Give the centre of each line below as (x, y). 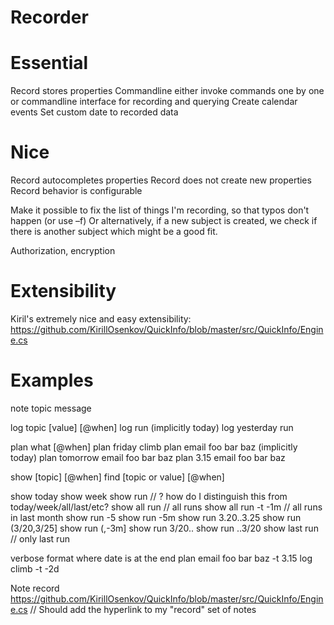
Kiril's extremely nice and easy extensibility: (101, 319)
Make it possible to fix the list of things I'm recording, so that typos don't (160, 210)
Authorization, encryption (63, 251)
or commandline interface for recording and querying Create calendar (154, 102)
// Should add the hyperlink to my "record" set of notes (143, 609)
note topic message (51, 408)
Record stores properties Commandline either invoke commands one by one (167, 91)
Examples (52, 380)
